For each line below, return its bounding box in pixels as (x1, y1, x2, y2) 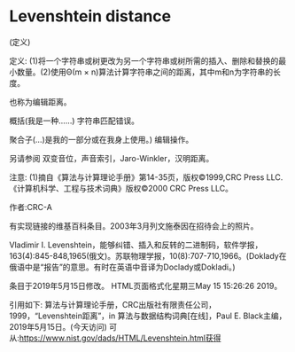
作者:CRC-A (9, 201, 53, 212)
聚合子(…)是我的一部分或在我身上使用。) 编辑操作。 (9, 134, 194, 145)
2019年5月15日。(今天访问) (9, 321, 108, 332)
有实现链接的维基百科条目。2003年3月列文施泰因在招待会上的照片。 (9, 220, 259, 231)
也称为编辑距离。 (9, 96, 72, 107)
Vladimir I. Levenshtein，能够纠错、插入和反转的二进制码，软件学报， (9, 239, 263, 250)
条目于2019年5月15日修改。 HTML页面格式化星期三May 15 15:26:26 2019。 (9, 280, 283, 291)
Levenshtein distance (9, 6, 171, 27)
